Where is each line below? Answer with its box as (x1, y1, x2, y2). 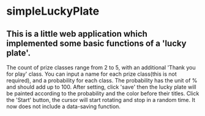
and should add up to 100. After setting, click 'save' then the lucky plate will (6, 84, 197, 90)
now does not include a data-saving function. (6, 103, 121, 110)
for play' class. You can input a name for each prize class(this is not (6, 70, 177, 78)
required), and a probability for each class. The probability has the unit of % (6, 77, 198, 84)
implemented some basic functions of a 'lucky (6, 38, 187, 48)
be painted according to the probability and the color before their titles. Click (6, 90, 199, 97)
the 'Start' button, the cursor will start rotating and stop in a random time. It (6, 96, 196, 103)
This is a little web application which (6, 29, 148, 39)
